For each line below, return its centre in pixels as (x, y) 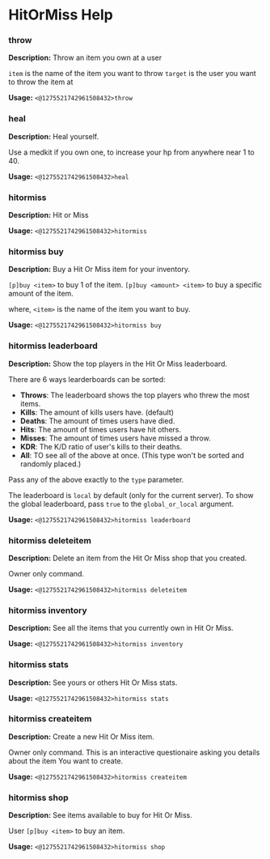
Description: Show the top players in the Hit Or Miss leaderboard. (118, 364)
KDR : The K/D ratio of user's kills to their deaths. (101, 446)
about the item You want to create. (66, 761)
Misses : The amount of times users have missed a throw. (116, 438)
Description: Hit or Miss (49, 215)
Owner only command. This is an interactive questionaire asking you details (134, 752)
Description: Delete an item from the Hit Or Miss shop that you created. (128, 558)
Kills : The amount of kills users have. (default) (97, 412)
